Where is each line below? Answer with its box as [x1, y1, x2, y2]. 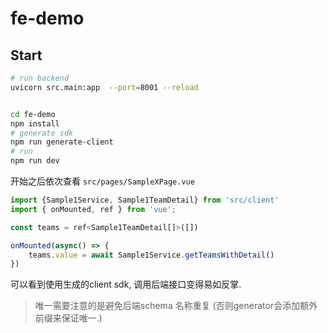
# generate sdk [10, 128, 74, 138]
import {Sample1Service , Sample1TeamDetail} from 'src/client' [10, 195, 280, 205]
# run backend [10, 73, 70, 83]
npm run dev [10, 156, 60, 166]
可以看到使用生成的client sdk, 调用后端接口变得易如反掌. [10, 278, 242, 291]
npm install [10, 118, 60, 129]
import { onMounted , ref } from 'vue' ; [10, 204, 177, 214]
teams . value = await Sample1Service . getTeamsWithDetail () [28, 250, 275, 260]
